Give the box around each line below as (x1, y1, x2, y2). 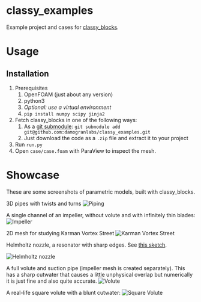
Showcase (6, 168, 60, 182)
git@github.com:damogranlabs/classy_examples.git (23, 129, 151, 135)
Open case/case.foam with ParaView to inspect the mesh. (14, 147, 157, 154)
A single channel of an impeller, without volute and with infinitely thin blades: (6, 211, 196, 218)
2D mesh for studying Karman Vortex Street (6, 229, 115, 236)
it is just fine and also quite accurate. (6, 277, 97, 285)
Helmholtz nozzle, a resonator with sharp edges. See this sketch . (6, 241, 167, 248)
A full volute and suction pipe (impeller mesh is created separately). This (6, 264, 185, 271)
